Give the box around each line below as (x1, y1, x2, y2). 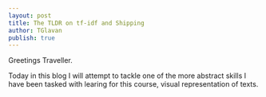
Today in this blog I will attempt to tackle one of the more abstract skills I (8, 71, 246, 80)
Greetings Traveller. (8, 56, 73, 65)
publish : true (8, 33, 56, 42)
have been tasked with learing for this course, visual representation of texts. (8, 80, 259, 89)
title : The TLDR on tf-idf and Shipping (8, 19, 145, 27)
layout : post (8, 11, 52, 20)
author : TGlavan (8, 26, 62, 34)
